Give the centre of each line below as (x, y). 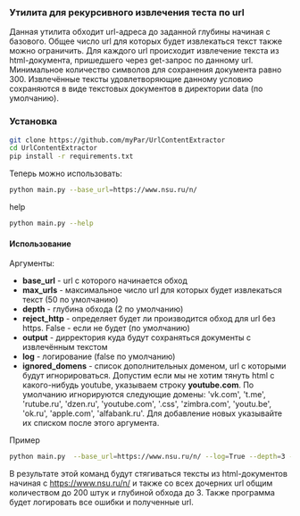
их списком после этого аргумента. (91, 423)
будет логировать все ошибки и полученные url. (102, 503)
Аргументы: (32, 263)
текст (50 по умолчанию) (70, 300)
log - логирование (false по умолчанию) (99, 357)
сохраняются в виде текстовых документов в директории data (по (136, 89)
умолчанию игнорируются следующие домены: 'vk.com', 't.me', (144, 395)
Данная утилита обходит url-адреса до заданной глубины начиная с (140, 32)
